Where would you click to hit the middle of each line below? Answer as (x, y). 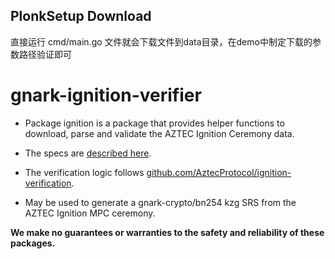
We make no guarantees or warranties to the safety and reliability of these (167, 232)
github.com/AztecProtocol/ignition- (219, 172)
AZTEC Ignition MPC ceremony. (90, 213)
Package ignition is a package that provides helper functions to (154, 123)
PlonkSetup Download (81, 16)
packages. (33, 243)
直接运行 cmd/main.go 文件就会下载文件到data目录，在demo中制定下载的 (161, 41)
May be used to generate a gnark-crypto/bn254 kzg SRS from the (160, 202)
